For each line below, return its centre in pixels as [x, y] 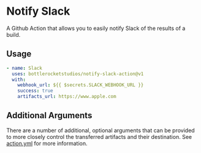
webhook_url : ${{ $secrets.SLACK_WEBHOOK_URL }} [81, 85]
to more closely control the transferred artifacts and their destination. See [99, 136]
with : [19, 80]
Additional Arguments [49, 115]
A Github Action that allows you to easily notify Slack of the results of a [96, 28]
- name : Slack [25, 68]
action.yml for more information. [47, 143]
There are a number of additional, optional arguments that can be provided [100, 130]
